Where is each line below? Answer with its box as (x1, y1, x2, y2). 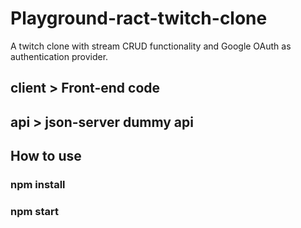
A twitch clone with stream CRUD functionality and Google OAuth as (10, 40, 292, 52)
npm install (10, 178, 66, 192)
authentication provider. (10, 50, 109, 62)
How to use (10, 148, 82, 165)
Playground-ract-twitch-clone (10, 7, 268, 30)
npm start (10, 204, 60, 218)
